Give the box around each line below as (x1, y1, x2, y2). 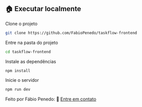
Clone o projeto (5, 20, 38, 27)
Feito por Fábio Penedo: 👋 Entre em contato (5, 96, 96, 102)
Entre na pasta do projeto (5, 39, 58, 45)
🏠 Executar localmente (5, 5, 81, 13)
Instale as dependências (5, 58, 56, 65)
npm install (5, 68, 30, 73)
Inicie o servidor (5, 77, 39, 83)
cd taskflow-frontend (5, 49, 51, 55)
